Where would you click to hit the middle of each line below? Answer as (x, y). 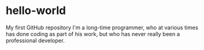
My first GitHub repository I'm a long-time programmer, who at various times (102, 27)
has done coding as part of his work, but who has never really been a (93, 34)
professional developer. (35, 40)
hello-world (36, 11)
